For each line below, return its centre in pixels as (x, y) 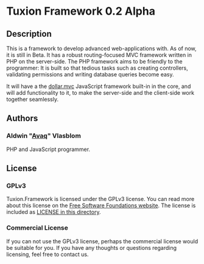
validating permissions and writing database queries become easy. (90, 74)
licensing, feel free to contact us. (47, 254)
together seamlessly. (33, 99)
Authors (22, 118)
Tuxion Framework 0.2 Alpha (81, 11)
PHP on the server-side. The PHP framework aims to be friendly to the (94, 61)
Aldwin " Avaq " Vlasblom (44, 136)
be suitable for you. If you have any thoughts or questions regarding (92, 248)
